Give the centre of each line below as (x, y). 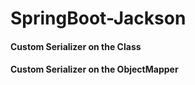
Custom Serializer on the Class (76, 46)
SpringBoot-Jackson (98, 18)
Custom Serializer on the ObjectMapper (94, 69)
